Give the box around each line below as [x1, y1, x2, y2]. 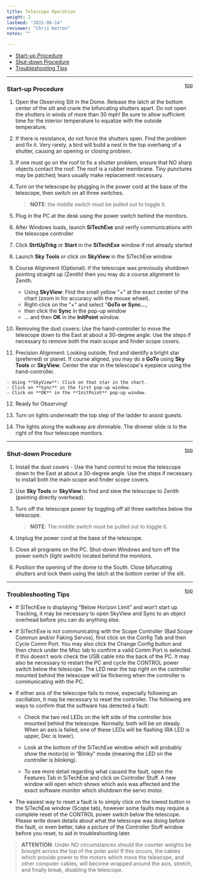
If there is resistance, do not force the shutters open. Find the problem [15, 135, 187, 142]
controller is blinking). [24, 756, 77, 764]
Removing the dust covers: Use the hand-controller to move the [15, 325, 171, 332]
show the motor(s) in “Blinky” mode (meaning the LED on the [24, 750, 172, 758]
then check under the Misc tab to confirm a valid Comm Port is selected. [15, 646, 192, 654]
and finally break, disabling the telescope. [21, 867, 123, 874]
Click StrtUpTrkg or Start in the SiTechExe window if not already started [15, 242, 193, 249]
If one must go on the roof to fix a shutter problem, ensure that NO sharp [15, 159, 193, 166]
